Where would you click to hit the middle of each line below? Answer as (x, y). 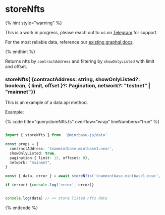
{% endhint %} (20, 52)
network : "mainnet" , (31, 162)
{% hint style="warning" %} (34, 23)
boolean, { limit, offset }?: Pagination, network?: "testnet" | (78, 85)
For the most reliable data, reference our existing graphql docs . (70, 42)
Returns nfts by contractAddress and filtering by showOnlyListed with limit (80, 61)
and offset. (16, 66)
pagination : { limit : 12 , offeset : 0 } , (50, 158)
